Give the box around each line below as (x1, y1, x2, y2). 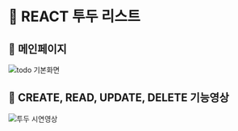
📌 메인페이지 (8, 42, 67, 56)
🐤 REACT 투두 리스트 (8, 7, 141, 26)
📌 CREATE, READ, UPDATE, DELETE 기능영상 (8, 91, 230, 105)
